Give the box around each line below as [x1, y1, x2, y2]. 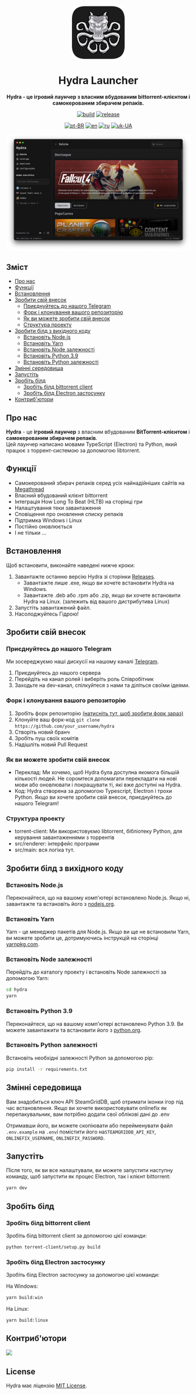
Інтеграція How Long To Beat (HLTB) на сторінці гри [14, 498, 143, 505]
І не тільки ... [14, 529, 47, 536]
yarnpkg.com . [6, 941, 40, 948]
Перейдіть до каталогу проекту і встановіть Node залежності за [6, 968, 167, 975]
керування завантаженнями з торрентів [14, 834, 115, 841]
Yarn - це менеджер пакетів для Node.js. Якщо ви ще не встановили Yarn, [6, 928, 190, 936]
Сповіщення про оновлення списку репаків [14, 510, 123, 517]
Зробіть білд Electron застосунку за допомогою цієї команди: [6, 1272, 160, 1279]
